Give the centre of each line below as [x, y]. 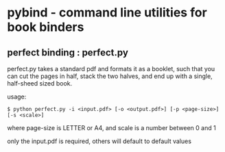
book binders [46, 27]
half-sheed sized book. [40, 83]
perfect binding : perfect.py [68, 52]
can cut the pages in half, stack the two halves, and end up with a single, [110, 76]
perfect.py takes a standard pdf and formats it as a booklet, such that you [111, 69]
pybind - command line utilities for [107, 13]
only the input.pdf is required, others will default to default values [99, 141]
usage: [17, 97]
